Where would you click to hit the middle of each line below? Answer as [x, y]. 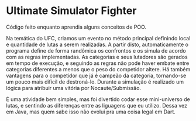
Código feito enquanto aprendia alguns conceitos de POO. [76, 27]
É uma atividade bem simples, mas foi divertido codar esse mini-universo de [98, 99]
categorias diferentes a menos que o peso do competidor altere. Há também [98, 69]
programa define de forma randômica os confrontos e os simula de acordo [96, 50]
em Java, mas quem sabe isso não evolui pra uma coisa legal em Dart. [91, 112]
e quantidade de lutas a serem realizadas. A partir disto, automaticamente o [97, 44]
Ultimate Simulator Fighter [71, 11]
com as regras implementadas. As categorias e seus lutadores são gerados [97, 57]
